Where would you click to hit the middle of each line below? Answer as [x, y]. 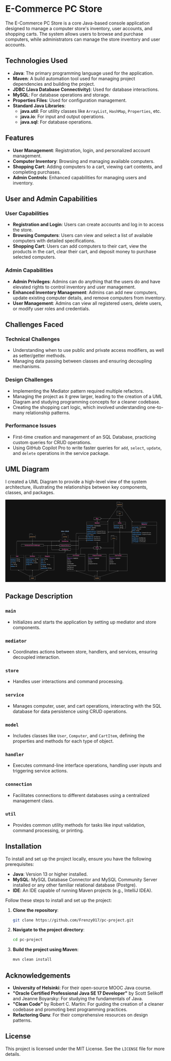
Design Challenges [29, 380]
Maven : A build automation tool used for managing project [74, 78]
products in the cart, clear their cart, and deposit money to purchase [84, 252]
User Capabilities [27, 213]
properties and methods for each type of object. [63, 741]
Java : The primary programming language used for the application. [83, 73]
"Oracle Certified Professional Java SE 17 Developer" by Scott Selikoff [88, 993]
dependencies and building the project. [54, 84]
